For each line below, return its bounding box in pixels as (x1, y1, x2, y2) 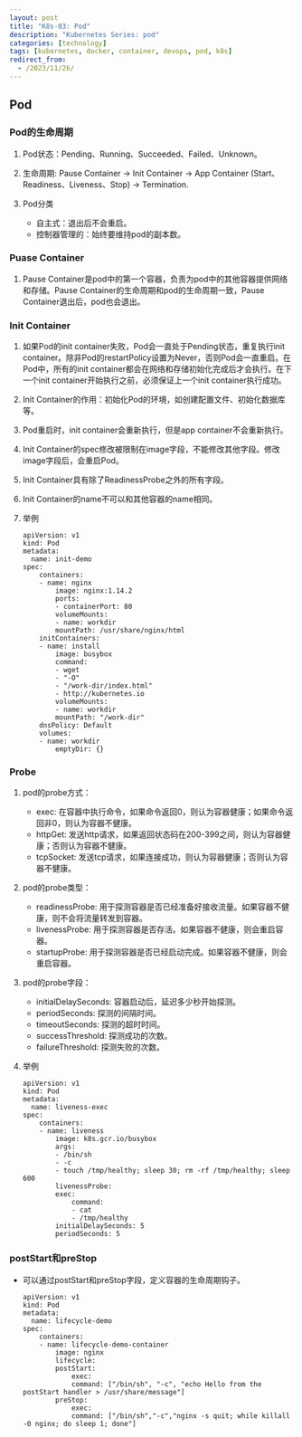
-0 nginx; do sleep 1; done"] (22, 1419, 137, 1428)
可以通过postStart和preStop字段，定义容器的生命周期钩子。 (22, 1274, 246, 1285)
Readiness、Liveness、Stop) (22, 178, 131, 190)
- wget (55, 666, 80, 675)
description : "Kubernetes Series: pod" (9, 30, 160, 39)
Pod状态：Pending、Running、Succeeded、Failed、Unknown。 (22, 148, 262, 159)
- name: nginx (39, 578, 92, 588)
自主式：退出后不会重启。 (35, 217, 132, 228)
